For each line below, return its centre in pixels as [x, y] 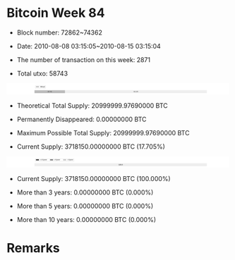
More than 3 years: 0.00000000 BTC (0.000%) [85, 192]
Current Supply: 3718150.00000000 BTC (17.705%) [91, 147]
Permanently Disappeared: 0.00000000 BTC [82, 119]
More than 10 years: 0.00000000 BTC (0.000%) [86, 220]
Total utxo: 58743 [42, 73]
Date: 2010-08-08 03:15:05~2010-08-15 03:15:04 [89, 46]
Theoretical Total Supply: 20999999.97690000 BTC [92, 106]
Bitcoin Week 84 [56, 13]
